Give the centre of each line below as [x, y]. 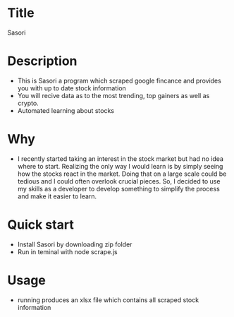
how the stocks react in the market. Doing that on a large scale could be [122, 174]
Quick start [41, 225]
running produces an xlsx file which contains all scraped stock [108, 300]
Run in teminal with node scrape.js [67, 251]
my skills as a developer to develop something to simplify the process [118, 189]
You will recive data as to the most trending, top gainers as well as [113, 95]
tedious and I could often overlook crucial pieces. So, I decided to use [119, 181]
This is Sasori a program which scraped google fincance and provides [119, 80]
